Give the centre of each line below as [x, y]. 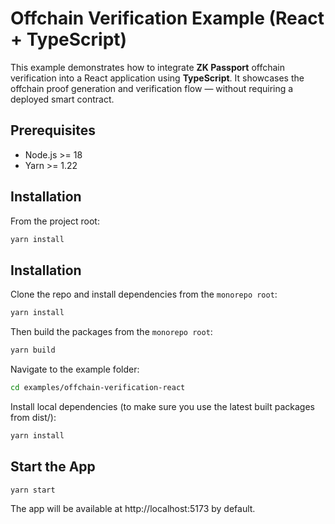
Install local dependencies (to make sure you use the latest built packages [162, 406]
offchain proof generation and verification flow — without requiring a [152, 88]
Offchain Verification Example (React [167, 18]
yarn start [33, 490]
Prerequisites [53, 130]
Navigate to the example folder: [75, 369]
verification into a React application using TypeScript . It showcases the [157, 78]
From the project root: [55, 221]
